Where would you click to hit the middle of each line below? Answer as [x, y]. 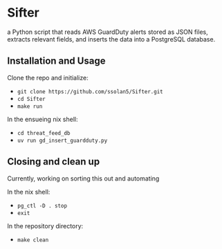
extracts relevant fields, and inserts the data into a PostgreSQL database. [111, 39]
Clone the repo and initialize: [48, 77]
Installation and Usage [56, 61]
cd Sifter [31, 99]
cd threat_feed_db [44, 133]
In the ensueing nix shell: [43, 119]
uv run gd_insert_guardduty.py [62, 140]
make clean [33, 240]
